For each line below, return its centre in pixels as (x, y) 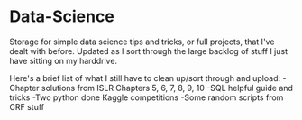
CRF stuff (27, 106)
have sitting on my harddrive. (64, 60)
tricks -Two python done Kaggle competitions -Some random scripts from (146, 97)
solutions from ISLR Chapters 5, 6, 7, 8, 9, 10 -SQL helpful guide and (167, 88)
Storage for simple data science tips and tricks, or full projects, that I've (142, 42)
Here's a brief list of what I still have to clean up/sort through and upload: (145, 78)
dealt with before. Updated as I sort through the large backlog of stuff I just (149, 51)
